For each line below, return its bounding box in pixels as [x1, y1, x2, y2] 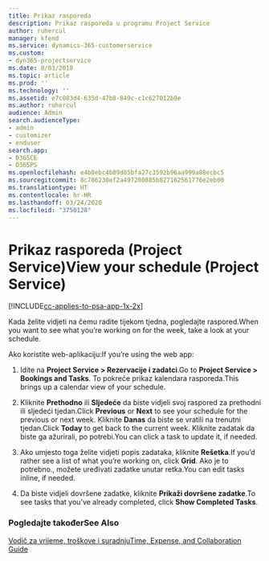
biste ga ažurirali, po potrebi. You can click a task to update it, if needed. [19, 432, 258, 442]
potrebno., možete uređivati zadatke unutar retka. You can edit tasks [19, 465, 245, 474]
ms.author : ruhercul [8, 101, 78, 109]
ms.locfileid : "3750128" [8, 206, 92, 214]
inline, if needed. [19, 473, 76, 483]
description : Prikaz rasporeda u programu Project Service [8, 19, 210, 27]
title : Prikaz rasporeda [8, 11, 92, 20]
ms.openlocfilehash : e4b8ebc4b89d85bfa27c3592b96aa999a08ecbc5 [8, 169, 225, 177]
